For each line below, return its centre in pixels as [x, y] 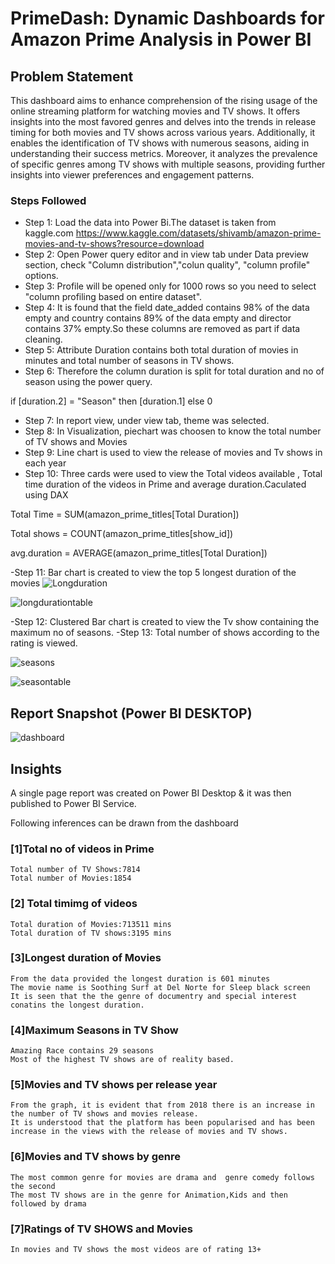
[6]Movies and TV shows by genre [95, 1157]
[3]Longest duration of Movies [86, 958]
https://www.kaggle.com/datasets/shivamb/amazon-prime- [198, 233]
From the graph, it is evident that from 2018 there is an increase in [162, 1105]
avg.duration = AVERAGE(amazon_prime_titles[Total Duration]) [139, 553]
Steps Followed [48, 200]
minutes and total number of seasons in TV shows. [129, 361]
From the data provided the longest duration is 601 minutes [140, 978]
